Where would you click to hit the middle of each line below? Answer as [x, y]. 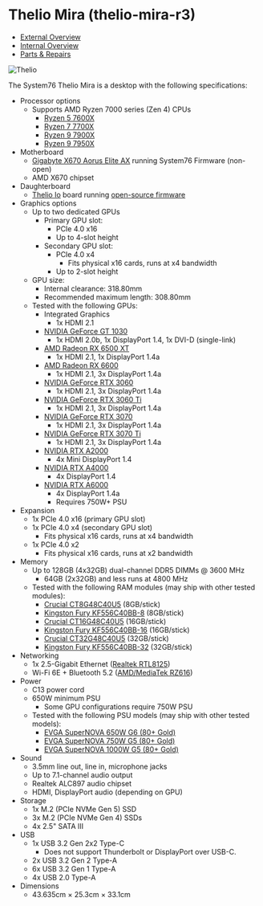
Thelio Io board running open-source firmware [109, 194]
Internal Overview [49, 45]
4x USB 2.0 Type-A [64, 877]
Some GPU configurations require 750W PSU [118, 706]
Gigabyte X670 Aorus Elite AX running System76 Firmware [129, 160]
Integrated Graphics [77, 314]
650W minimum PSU [66, 698]
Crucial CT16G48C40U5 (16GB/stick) [105, 621]
